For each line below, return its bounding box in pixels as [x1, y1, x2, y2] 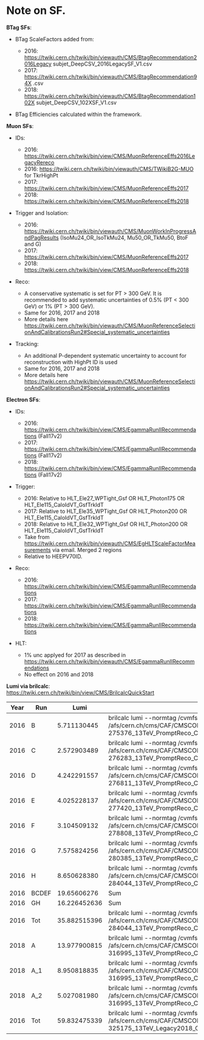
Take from [24, 533, 50, 540]
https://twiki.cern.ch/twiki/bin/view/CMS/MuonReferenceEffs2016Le [24, 152, 195, 160]
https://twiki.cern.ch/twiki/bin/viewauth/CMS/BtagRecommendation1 [24, 92, 196, 100]
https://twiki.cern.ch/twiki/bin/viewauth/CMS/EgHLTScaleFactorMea [24, 540, 196, 547]
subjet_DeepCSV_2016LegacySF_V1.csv [52, 60, 152, 67]
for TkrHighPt [24, 171, 59, 179]
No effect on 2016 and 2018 [24, 670, 94, 678]
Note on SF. [6, 4, 66, 18]
